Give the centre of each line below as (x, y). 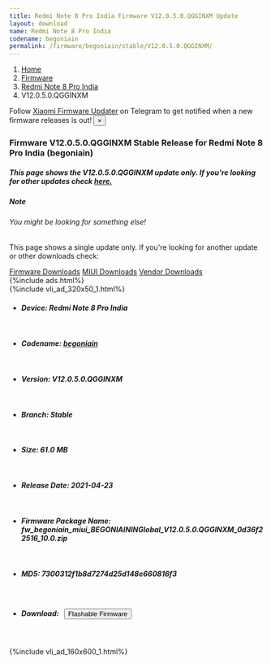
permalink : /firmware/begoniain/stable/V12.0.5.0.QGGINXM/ (111, 46)
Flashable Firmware (98, 614)
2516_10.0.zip (44, 539)
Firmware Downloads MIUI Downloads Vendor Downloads (106, 272)
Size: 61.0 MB (44, 450)
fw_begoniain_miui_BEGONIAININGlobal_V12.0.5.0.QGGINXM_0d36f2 (142, 530)
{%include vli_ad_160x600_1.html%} (69, 651)
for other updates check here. (61, 181)
